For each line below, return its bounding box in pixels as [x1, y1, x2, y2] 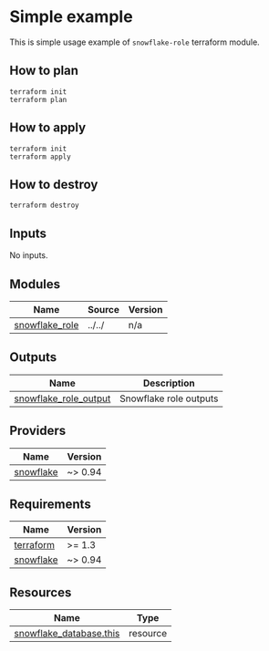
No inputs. [9, 250, 48, 261]
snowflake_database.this [14, 627, 120, 640]
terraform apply [9, 152, 71, 161]
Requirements [9, 497, 91, 512]
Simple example [9, 6, 134, 27]
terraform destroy [9, 201, 79, 211]
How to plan [9, 63, 79, 78]
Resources [9, 584, 72, 600]
